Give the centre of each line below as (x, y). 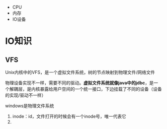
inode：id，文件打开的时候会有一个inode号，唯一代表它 (69, 116)
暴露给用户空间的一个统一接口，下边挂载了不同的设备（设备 (101, 89)
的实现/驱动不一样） (26, 95)
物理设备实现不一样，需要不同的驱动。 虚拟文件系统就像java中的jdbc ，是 (80, 83)
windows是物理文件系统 (30, 106)
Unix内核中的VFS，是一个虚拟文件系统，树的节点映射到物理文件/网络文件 (80, 72)
